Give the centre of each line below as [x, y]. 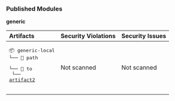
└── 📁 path [24, 58]
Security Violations [88, 36]
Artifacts [22, 36]
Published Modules [34, 9]
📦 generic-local [32, 51]
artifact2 [22, 80]
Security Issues [144, 36]
